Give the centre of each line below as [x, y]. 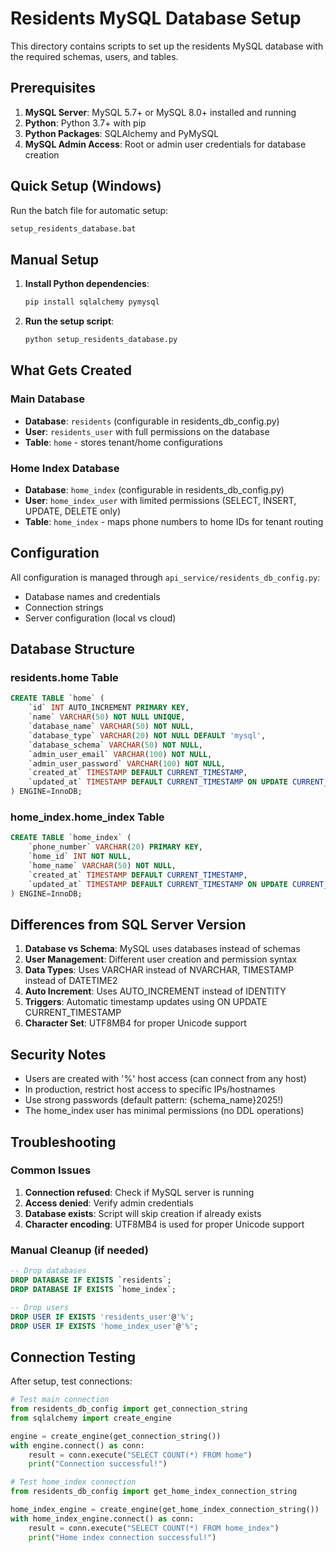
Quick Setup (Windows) [86, 186]
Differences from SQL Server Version [128, 924]
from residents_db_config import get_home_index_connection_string [154, 1492]
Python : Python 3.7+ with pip [85, 123]
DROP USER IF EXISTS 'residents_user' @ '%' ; [102, 1317]
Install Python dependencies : [87, 284]
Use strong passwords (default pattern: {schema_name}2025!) [154, 1100]
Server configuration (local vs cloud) [100, 618]
